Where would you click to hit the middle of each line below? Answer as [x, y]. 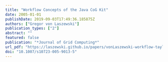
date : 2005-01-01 [23, 14]
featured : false [22, 38]
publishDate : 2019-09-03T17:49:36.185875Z [50, 19]
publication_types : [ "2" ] [32, 28]
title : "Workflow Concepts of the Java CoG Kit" [57, 10]
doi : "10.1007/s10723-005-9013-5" [41, 51]
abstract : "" [19, 33]
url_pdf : [14, 47]
